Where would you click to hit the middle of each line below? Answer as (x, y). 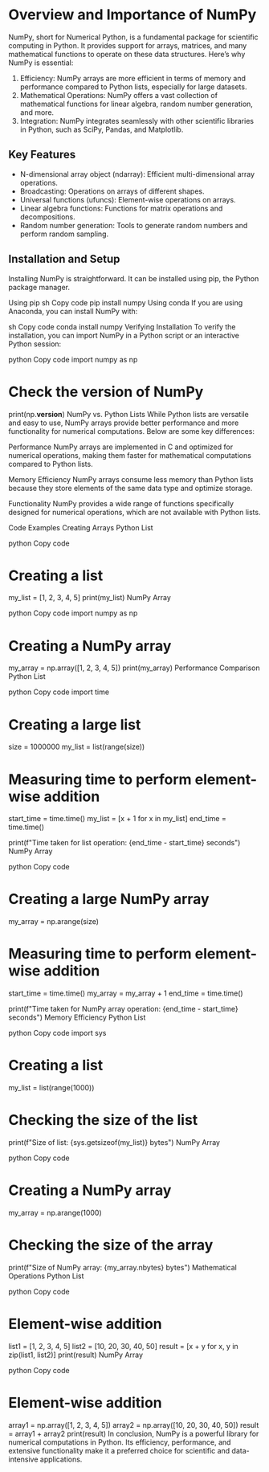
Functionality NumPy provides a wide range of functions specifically (121, 503)
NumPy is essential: (41, 63)
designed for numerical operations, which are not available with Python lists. (134, 512)
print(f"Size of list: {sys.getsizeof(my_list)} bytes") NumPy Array (114, 1142)
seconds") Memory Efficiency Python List (77, 1017)
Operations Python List (46, 1276)
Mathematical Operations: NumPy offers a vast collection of (119, 95)
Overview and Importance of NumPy (132, 15)
